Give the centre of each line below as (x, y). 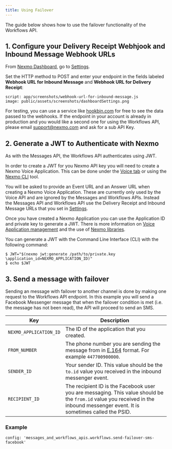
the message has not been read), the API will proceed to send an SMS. (80, 308)
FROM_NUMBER (23, 350)
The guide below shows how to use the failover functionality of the (76, 25)
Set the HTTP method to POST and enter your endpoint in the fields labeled (85, 77)
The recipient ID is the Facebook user (110, 386)
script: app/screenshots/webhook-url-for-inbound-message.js (72, 97)
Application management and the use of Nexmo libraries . (65, 230)
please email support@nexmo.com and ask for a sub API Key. (70, 127)
